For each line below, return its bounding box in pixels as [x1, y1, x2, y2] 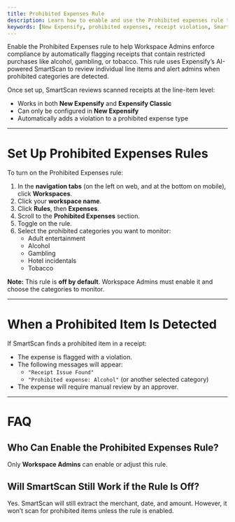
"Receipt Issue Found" [27, 369, 94, 376]
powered [7, 64, 33, 74]
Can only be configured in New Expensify [17, 107, 139, 116]
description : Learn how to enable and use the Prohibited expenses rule [7, 17, 224, 24]
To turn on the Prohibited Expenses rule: [7, 169, 124, 177]
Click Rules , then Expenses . [17, 205, 100, 213]
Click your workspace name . [17, 197, 102, 205]
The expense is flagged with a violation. [17, 353, 133, 362]
